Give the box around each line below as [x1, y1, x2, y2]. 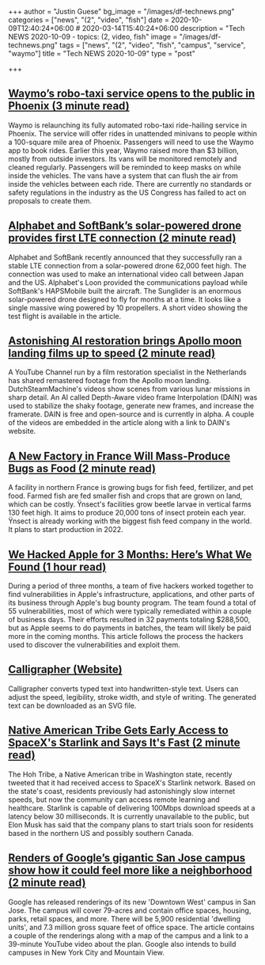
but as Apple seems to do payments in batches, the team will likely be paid [8, 623, 252, 633]
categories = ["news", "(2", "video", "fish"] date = [8, 15, 170, 25]
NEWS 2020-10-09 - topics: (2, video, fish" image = [8, 32, 178, 41]
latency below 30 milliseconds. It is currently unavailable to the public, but [8, 811, 249, 821]
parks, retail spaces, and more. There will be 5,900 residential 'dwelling [8, 914, 241, 923]
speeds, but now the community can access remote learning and [8, 795, 220, 804]
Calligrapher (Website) [8, 663, 123, 676]
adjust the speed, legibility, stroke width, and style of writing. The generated [8, 692, 257, 701]
